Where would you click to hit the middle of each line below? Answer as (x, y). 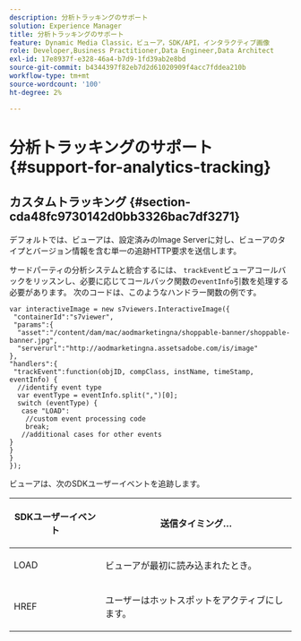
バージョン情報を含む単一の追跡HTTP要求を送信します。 (137, 251)
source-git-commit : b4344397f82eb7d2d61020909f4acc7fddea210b (128, 68)
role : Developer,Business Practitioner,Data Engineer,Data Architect (142, 51)
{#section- (160, 202)
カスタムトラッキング (68, 202)
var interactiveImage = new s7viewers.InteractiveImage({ (120, 309)
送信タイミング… (196, 523)
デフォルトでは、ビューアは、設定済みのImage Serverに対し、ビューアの (144, 239)
